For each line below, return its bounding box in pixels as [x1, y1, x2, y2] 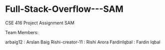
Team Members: [5, 29, 39, 35]
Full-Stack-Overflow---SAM [5, 3, 124, 15]
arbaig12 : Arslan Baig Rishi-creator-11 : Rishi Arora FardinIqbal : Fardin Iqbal [5, 39, 161, 45]
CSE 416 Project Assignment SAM [5, 20, 75, 26]
